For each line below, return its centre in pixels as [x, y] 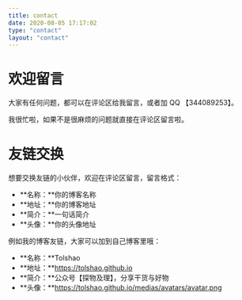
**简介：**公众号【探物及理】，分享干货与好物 [94, 278]
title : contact [33, 15]
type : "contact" [35, 30]
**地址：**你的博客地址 [58, 205]
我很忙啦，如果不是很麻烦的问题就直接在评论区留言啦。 [98, 120]
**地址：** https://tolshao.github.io [76, 268]
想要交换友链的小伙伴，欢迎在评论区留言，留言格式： [95, 178]
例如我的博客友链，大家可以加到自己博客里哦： [84, 241]
